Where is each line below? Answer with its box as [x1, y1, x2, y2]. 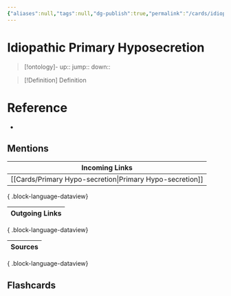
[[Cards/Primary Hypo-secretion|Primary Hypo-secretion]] [10, 175, 204, 184]
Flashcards [7, 279, 56, 291]
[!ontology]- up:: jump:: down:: [23, 63, 111, 71]
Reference [7, 100, 67, 116]
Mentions [7, 142, 49, 154]
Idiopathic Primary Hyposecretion [7, 39, 205, 55]
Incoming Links [81, 163, 133, 173]
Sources [10, 242, 39, 252]
